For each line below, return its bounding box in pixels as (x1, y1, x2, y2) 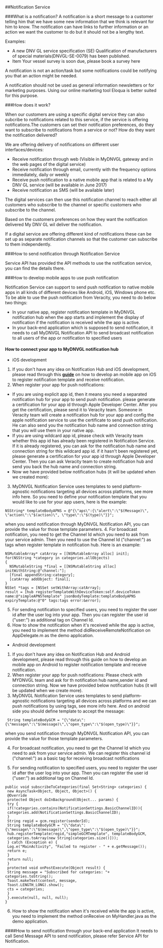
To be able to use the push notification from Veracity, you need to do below (5, 294, 156, 300)
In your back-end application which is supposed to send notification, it (12, 325, 153, 330)
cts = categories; (7, 887, 45, 892)
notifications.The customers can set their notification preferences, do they (5, 122, 154, 128)
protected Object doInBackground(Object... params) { (7, 798, 119, 802)
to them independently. (5, 241, 52, 247)
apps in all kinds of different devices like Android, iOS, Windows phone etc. (5, 290, 156, 295)
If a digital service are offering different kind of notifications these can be (5, 231, 152, 237)
